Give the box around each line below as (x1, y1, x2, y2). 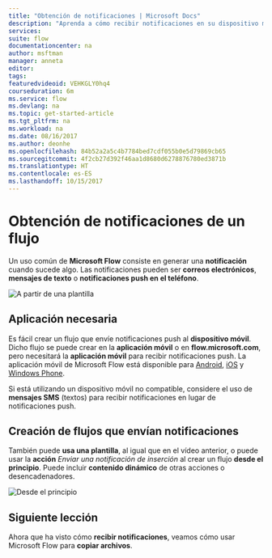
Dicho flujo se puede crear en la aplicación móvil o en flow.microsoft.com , (8, 342, 261, 352)
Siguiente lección (8, 510, 99, 524)
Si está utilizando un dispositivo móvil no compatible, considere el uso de (8, 383, 253, 393)
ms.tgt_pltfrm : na (8, 117, 70, 125)
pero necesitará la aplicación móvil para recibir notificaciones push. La (8, 351, 247, 361)
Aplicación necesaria (8, 312, 117, 326)
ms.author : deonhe (8, 139, 70, 148)
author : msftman (8, 49, 63, 57)
